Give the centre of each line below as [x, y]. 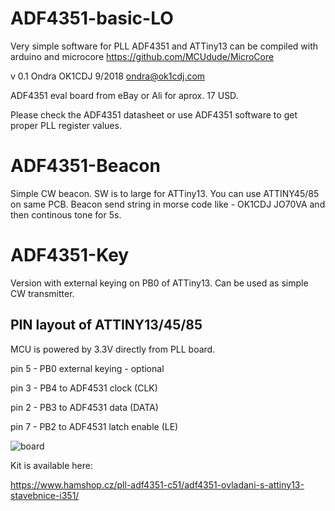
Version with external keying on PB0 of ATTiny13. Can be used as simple [159, 283]
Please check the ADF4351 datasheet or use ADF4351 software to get [154, 114]
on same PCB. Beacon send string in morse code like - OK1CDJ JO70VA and [168, 204]
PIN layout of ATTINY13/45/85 [106, 325]
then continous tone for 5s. [66, 214]
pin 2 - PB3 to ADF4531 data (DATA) [84, 407]
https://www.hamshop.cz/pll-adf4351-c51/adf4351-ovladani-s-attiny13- [157, 484]
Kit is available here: [51, 465]
